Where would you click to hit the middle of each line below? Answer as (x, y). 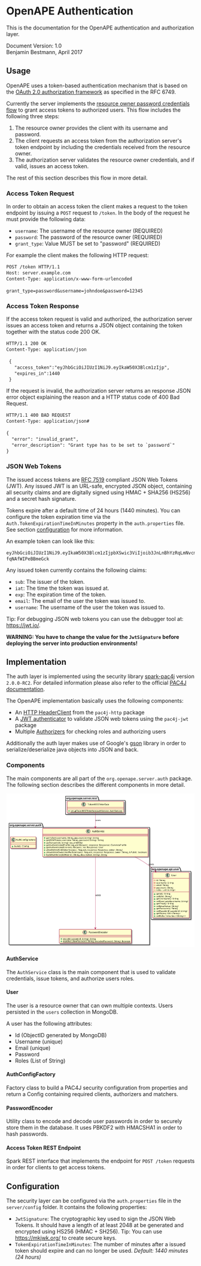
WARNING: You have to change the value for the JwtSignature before (93, 637)
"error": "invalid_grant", (45, 440)
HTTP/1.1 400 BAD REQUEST (38, 416)
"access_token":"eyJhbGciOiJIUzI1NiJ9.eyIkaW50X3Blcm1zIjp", (92, 368)
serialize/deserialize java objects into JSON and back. (72, 750)
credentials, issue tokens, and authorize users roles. (70, 978)
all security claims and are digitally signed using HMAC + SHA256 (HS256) (98, 492)
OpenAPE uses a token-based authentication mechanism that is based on (97, 85)
